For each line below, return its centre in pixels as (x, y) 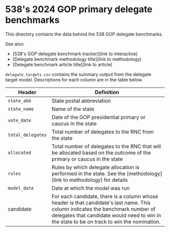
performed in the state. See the (88, 173)
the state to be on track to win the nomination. (106, 221)
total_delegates (27, 135)
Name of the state (73, 109)
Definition (107, 92)
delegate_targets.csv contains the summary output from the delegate (78, 74)
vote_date (19, 120)
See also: (15, 44)
